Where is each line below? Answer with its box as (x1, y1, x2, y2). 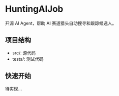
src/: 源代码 (12, 50, 36, 56)
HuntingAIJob (5, 3, 63, 15)
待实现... (5, 86, 22, 92)
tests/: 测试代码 (12, 56, 44, 62)
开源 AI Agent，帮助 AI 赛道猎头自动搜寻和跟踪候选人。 (5, 20, 117, 26)
